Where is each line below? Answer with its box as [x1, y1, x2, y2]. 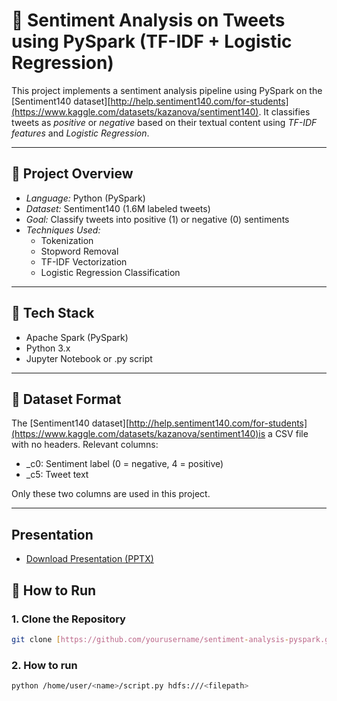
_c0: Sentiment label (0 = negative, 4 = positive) [25, 458, 224, 470]
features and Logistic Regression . [11, 127, 150, 139]
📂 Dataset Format [11, 390, 122, 408]
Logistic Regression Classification [40, 266, 181, 278]
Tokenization [40, 234, 94, 246]
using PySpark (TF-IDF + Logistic [11, 30, 293, 53]
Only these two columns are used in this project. [11, 488, 211, 500]
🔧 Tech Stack [11, 305, 95, 322]
